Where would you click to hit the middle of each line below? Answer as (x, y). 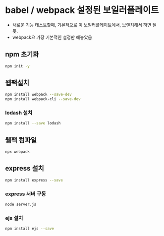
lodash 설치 (19, 113)
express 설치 (25, 168)
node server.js (21, 205)
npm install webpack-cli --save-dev (43, 99)
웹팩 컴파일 (21, 140)
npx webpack (17, 152)
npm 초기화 (22, 54)
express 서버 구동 (26, 194)
